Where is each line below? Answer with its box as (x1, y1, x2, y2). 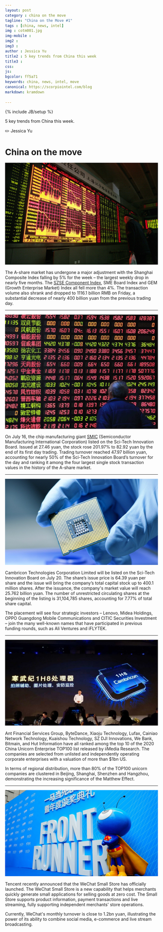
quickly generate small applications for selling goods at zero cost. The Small (5, 891, 158, 897)
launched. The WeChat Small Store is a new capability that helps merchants (5, 886, 156, 892)
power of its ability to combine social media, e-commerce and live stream (5, 916, 152, 922)
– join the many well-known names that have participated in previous (5, 620, 142, 626)
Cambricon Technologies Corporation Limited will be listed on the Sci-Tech (5, 570, 155, 576)
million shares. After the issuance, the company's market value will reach (5, 585, 151, 591)
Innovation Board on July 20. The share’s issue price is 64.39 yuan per (5, 575, 146, 580)
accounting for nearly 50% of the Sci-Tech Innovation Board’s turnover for (5, 454, 154, 460)
